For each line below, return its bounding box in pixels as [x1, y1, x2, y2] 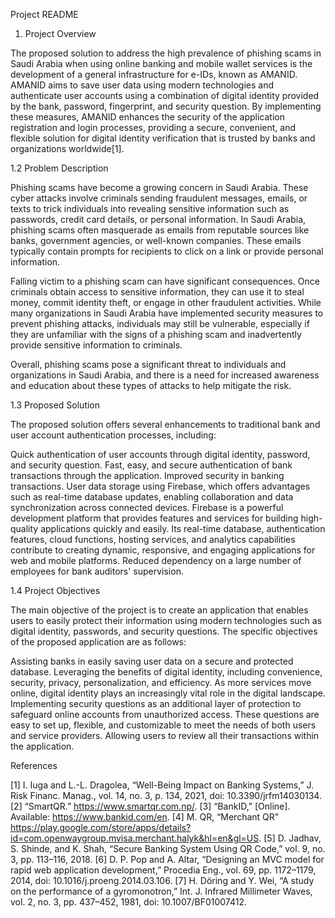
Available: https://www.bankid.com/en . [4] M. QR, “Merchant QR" [10, 811, 280, 823]
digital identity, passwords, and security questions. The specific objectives [10, 625, 318, 637]
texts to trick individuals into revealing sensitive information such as [10, 203, 290, 214]
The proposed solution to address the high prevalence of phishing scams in [10, 47, 322, 59]
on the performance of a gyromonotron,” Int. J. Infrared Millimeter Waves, [10, 885, 313, 897]
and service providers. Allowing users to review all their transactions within [10, 730, 320, 741]
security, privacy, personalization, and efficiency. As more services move [10, 677, 312, 688]
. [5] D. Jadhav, [258, 832, 322, 844]
